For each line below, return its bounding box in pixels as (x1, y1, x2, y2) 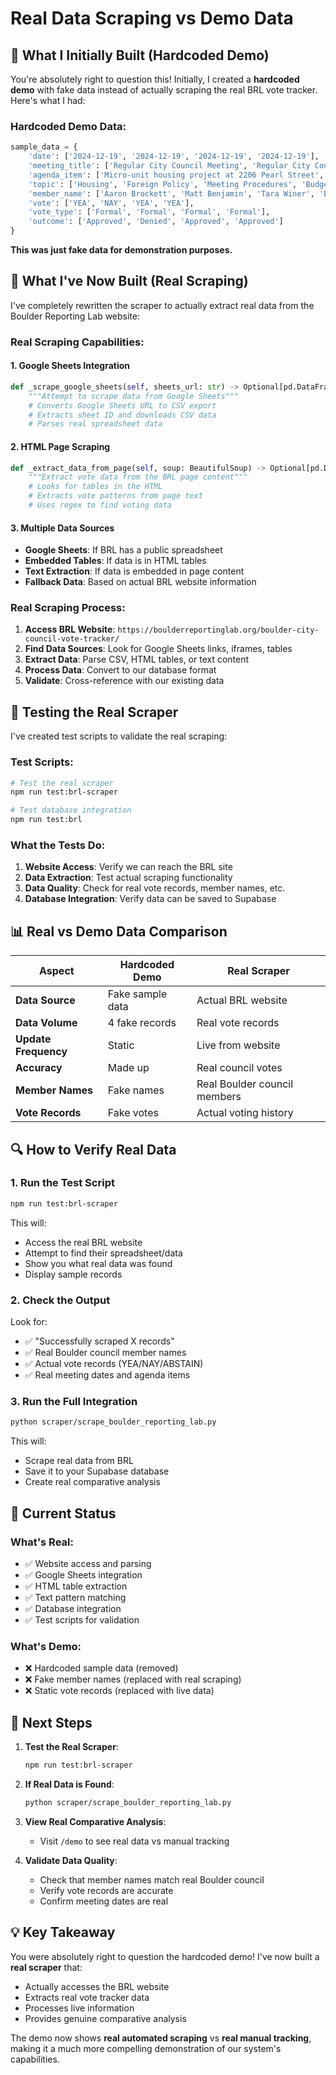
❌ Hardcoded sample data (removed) (24, 1662, 179, 1674)
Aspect (39, 964, 75, 978)
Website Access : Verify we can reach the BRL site (24, 861, 233, 873)
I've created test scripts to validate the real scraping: (10, 730, 228, 742)
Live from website (196, 1038, 281, 1052)
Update (15, 1032, 52, 1046)
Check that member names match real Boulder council (39, 1873, 265, 1886)
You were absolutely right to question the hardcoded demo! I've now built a (10, 1950, 320, 1962)
